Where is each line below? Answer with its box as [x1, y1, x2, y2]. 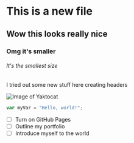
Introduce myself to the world [15, 130, 90, 137]
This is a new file [6, 4, 93, 18]
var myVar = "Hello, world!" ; [6, 105, 83, 111]
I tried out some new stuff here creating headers [6, 81, 128, 88]
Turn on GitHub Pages [15, 116, 71, 123]
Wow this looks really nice [6, 29, 108, 39]
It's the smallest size [6, 62, 58, 70]
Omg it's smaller [6, 47, 56, 56]
